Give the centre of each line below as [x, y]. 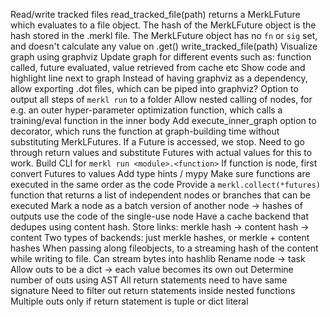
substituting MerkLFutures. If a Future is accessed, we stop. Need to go [157, 142]
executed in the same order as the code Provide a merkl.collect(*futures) [165, 184]
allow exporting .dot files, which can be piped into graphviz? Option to [154, 88]
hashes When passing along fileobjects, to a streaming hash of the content [164, 248]
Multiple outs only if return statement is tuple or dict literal [129, 301]
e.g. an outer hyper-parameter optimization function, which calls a [146, 110]
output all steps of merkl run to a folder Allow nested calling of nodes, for [161, 99]
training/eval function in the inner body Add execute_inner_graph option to [163, 120]
